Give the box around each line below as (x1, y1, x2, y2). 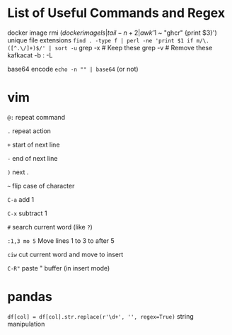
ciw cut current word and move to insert (7, 250, 124, 259)
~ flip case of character (7, 181, 75, 190)
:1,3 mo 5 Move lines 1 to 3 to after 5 (7, 236, 115, 245)
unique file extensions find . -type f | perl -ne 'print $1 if (7, 35, 194, 44)
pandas (7, 289, 53, 305)
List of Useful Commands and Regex (7, 5, 225, 21)
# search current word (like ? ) (7, 222, 93, 231)
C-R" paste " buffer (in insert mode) (7, 263, 110, 272)
